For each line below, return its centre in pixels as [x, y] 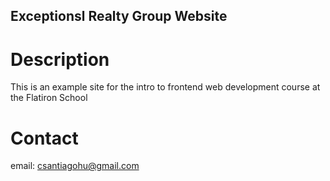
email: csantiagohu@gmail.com [75, 166]
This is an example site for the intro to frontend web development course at [165, 87]
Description [60, 59]
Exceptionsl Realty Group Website [119, 16]
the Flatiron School [49, 98]
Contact [44, 138]
